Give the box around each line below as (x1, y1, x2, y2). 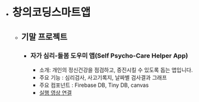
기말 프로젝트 (21, 32, 68, 42)
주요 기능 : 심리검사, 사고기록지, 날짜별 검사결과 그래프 (39, 73, 167, 81)
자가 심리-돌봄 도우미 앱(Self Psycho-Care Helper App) (30, 51, 188, 59)
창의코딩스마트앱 (12, 5, 91, 19)
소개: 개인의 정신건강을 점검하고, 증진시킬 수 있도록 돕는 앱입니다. (39, 66, 193, 73)
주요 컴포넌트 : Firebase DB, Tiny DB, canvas (39, 81, 149, 89)
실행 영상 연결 (39, 89, 72, 96)
